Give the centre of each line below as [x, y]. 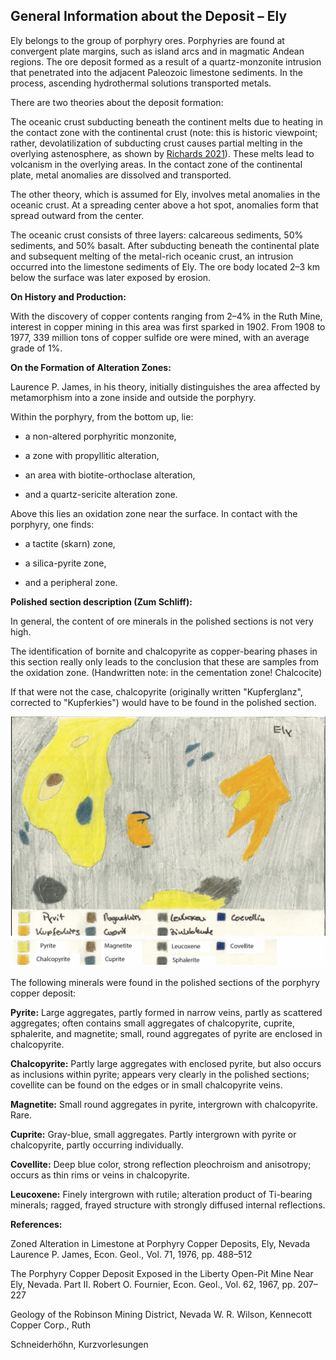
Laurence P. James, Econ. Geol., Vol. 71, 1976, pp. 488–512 [131, 1255]
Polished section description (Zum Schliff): [101, 601]
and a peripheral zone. [71, 582]
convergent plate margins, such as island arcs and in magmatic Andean [157, 51]
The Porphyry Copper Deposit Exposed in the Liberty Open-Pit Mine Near [162, 1274]
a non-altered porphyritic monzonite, [100, 436]
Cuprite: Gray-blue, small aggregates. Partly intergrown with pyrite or [153, 1135]
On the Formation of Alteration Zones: [91, 367]
